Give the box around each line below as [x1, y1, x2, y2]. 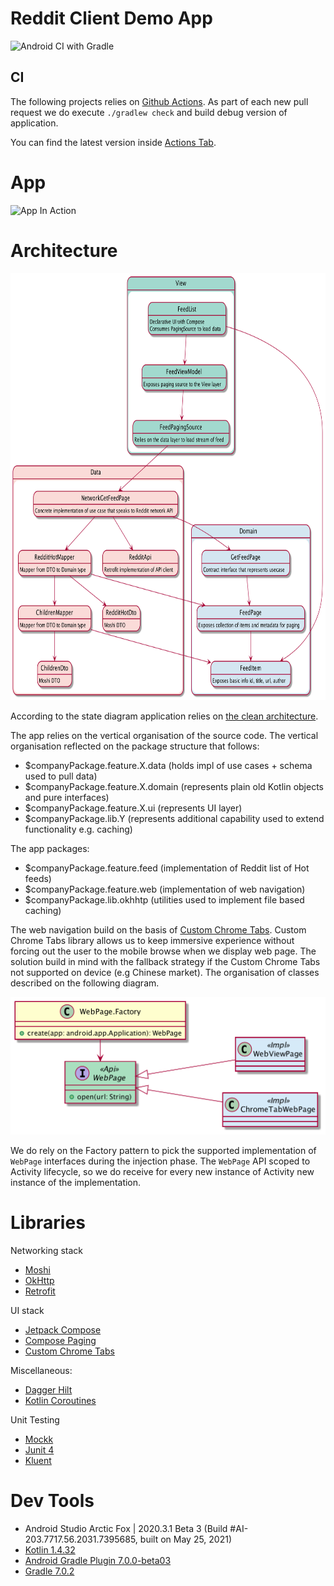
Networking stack [10, 1244, 84, 1256]
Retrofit [24, 1285, 56, 1297]
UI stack [10, 1304, 45, 1316]
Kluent [24, 1454, 52, 1466]
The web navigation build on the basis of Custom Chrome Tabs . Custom [10, 923, 307, 936]
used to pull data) [24, 770, 98, 782]
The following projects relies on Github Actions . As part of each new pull [10, 95, 309, 107]
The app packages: [10, 842, 90, 854]
